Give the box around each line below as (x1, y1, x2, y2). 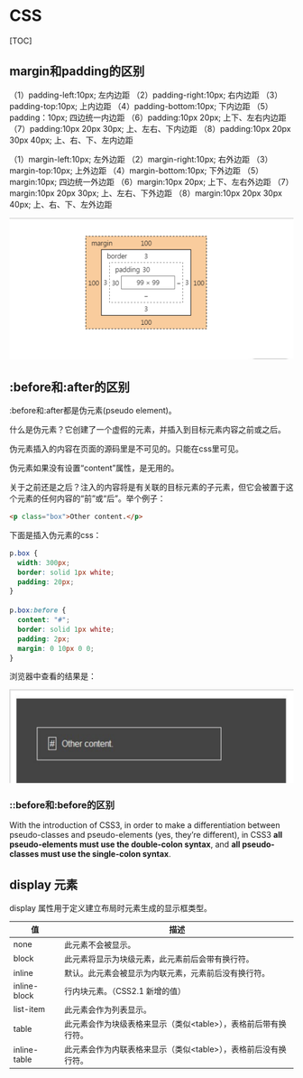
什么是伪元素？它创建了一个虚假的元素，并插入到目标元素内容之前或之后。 (9, 424, 286, 435)
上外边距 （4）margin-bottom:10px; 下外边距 (74, 164, 241, 176)
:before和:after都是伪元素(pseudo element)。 (9, 405, 178, 416)
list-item (13, 1004, 46, 1015)
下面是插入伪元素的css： (9, 529, 102, 540)
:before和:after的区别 (9, 379, 131, 395)
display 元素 (9, 877, 78, 892)
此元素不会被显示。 (64, 939, 136, 950)
